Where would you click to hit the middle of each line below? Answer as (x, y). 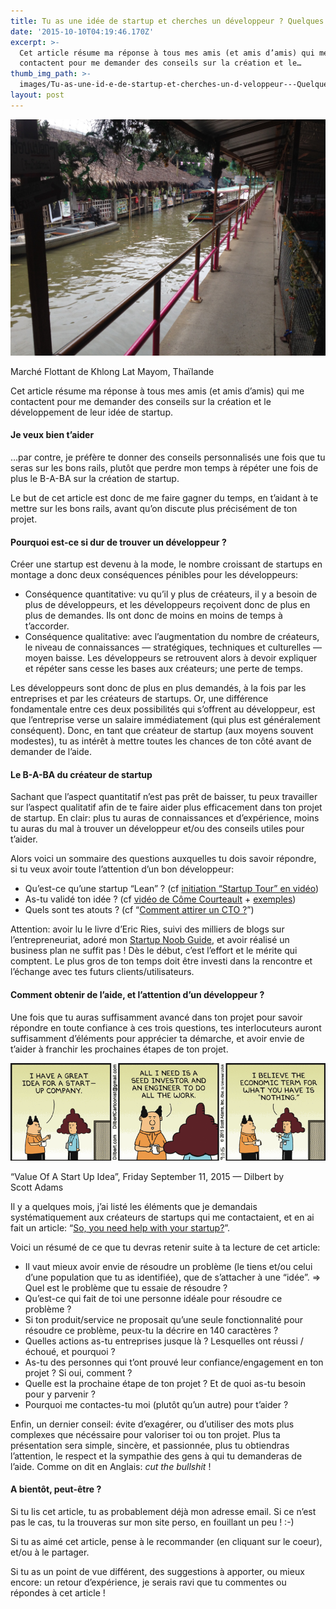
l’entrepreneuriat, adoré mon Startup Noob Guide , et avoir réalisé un (150, 940)
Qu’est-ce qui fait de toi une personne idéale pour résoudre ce (153, 1298)
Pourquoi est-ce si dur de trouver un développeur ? (118, 542)
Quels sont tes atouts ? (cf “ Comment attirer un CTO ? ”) (139, 910)
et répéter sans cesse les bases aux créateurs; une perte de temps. (164, 669)
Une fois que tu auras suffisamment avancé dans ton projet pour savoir (156, 1017)
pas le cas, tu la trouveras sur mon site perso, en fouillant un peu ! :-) (152, 1522)
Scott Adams (37, 1187)
